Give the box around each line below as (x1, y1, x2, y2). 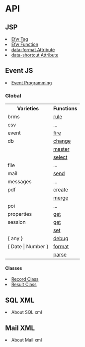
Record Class (11, 276, 39, 282)
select (53, 154, 68, 161)
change (53, 138, 71, 145)
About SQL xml (11, 309, 42, 315)
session (7, 219, 26, 226)
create (53, 186, 69, 193)
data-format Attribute (11, 47, 55, 52)
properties (7, 211, 32, 218)
